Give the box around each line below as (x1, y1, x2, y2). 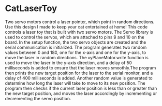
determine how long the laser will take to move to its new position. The (5, 80, 146, 86)
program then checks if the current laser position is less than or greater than (5, 85, 157, 91)
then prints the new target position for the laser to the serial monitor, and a (5, 70, 153, 76)
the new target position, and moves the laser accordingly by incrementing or (5, 90, 157, 96)
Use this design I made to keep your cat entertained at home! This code (5, 24, 148, 29)
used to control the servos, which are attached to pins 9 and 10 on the (5, 34, 145, 40)
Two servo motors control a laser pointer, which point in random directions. (5, 19, 155, 25)
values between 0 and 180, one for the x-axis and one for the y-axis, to (5, 49, 146, 55)
